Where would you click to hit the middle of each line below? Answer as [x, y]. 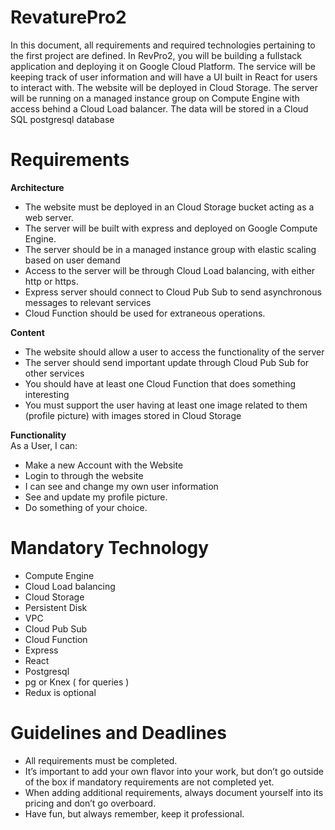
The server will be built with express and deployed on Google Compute [171, 228]
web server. [49, 217]
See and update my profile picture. [96, 497]
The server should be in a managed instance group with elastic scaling [170, 249]
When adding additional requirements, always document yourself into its [174, 792]
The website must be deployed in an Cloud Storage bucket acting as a [169, 207]
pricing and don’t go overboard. [90, 803]
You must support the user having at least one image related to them [166, 405]
